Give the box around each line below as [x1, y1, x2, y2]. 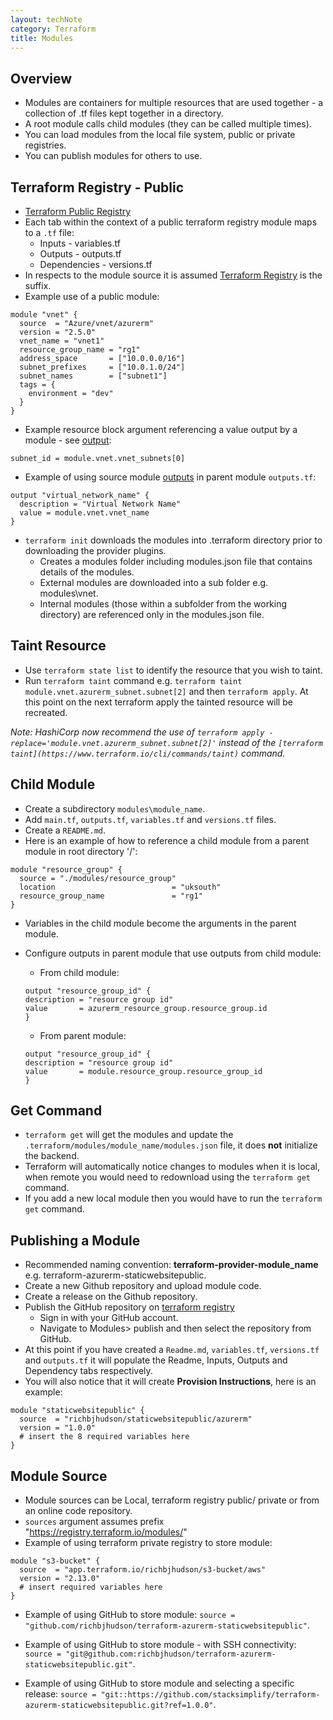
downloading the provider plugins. [24, 545, 167, 556]
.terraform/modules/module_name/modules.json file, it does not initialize [24, 1139, 318, 1151]
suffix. [24, 280, 52, 291]
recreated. [24, 706, 68, 718]
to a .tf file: [24, 227, 75, 238]
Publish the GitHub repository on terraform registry [24, 1301, 235, 1313]
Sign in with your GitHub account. [39, 1312, 179, 1324]
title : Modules [10, 33, 74, 43]
